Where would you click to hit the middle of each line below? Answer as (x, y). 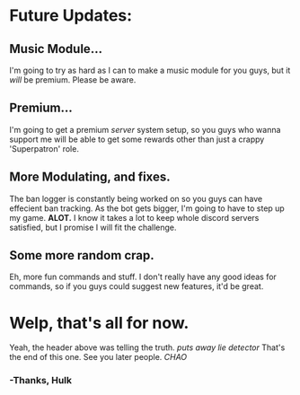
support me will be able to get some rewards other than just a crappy (137, 139)
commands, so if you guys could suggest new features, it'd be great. (137, 286)
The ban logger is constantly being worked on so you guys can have (136, 198)
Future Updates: (71, 16)
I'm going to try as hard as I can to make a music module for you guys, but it (150, 70)
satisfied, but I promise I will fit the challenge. (93, 227)
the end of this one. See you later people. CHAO (98, 357)
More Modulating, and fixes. (90, 177)
